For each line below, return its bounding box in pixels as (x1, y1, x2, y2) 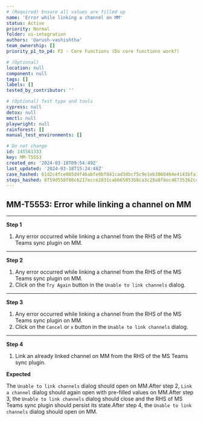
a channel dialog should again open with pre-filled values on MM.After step (6, 389, 194, 396)
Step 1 (6, 221, 22, 228)
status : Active (6, 20, 45, 26)
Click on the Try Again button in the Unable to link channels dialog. (14, 281, 186, 288)
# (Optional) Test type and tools (6, 98, 94, 105)
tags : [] (6, 76, 28, 82)
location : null (6, 65, 45, 71)
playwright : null (6, 121, 50, 127)
